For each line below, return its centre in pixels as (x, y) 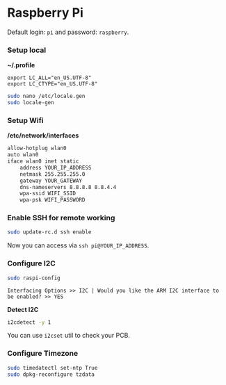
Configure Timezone (43, 354)
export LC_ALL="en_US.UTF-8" (49, 78)
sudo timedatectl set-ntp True (53, 368)
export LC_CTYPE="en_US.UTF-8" (53, 84)
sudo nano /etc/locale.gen (46, 96)
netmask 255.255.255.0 (53, 174)
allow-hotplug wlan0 (37, 148)
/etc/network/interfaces (43, 136)
